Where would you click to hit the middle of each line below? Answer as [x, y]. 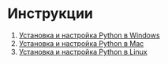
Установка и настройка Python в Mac [81, 43]
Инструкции [50, 14]
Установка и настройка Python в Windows [89, 35]
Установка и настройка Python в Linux [83, 52]
